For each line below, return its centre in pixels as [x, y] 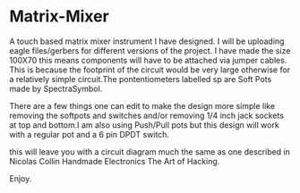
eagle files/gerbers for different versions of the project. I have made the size [150, 50]
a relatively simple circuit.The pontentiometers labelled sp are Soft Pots [141, 79]
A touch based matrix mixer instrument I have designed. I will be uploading [147, 41]
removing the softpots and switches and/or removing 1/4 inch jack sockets [147, 115]
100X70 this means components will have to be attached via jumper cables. [148, 60]
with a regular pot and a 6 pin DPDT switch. [90, 134]
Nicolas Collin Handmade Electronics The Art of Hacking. [115, 161]
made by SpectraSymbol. [56, 88]
